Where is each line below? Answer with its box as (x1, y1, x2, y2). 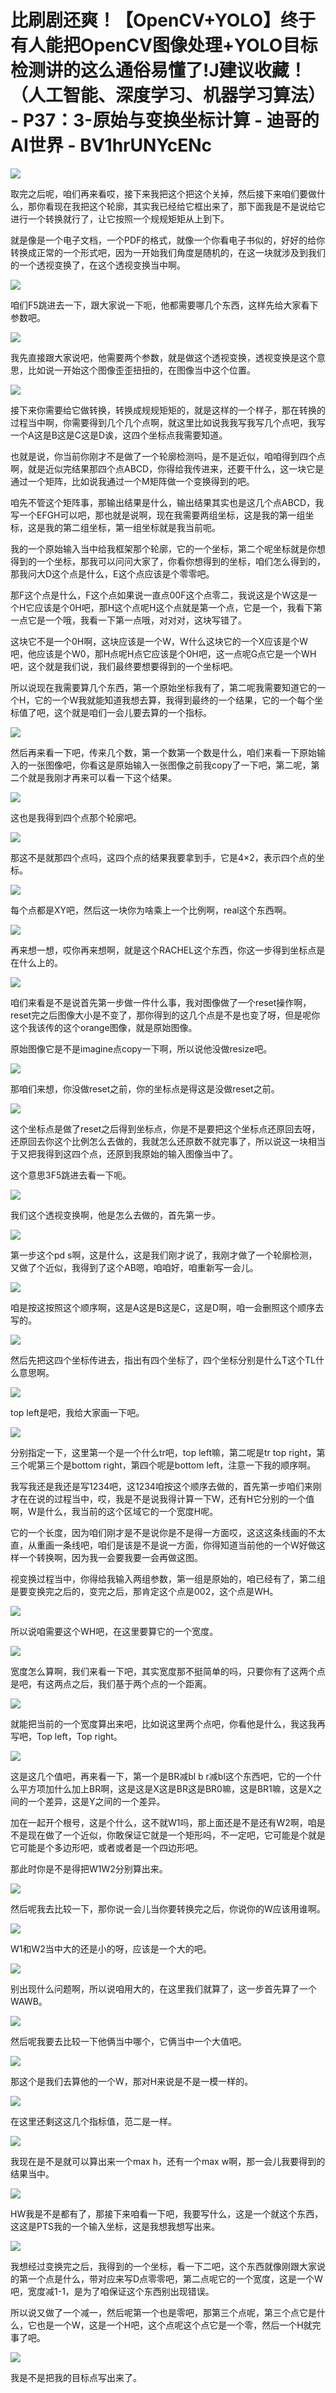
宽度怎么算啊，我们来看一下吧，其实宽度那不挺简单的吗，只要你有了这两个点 (10, 1665, 326, 1677)
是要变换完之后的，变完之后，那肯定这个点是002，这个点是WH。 (10, 1585, 279, 1597)
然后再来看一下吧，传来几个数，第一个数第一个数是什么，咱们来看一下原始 (10, 746, 317, 758)
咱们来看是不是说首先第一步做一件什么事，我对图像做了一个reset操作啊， (10, 996, 312, 1008)
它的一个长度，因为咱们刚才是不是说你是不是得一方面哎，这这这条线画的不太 (10, 1526, 326, 1538)
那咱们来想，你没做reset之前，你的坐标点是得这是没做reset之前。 (10, 1082, 280, 1095)
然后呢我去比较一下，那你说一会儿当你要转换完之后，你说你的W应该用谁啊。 (10, 1902, 326, 1915)
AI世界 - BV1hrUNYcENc (10, 134, 213, 157)
